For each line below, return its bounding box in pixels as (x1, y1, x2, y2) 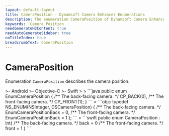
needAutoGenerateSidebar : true (5, 31, 71, 36)
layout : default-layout (5, 7, 55, 13)
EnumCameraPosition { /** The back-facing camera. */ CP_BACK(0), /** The (5, 93, 164, 99)
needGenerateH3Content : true (5, 26, 66, 31)
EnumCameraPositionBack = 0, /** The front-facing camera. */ (5, 109, 135, 115)
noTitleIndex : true (5, 36, 46, 41)
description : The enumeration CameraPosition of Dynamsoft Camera (5, 17, 147, 22)
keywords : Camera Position (5, 21, 64, 27)
